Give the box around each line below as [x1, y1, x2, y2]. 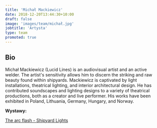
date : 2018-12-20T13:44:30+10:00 [5, 12, 74, 17]
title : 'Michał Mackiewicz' [5, 7, 63, 12]
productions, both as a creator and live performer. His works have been [5, 93, 151, 99]
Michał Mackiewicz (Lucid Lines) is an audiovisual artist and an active [5, 66, 147, 72]
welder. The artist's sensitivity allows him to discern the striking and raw [5, 71, 153, 77]
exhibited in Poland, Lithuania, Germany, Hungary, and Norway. [5, 98, 134, 104]
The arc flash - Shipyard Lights [5, 117, 68, 123]
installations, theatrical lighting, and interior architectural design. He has [5, 82, 152, 88]
